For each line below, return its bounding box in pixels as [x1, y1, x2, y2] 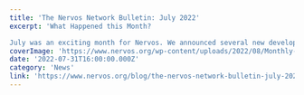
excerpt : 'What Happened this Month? [9, 22, 152, 31]
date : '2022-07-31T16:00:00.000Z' [9, 55, 140, 64]
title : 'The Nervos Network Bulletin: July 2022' [9, 13, 201, 23]
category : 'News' [9, 63, 75, 72]
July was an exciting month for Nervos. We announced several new [9, 38, 265, 47]
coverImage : [9, 46, 54, 55]
